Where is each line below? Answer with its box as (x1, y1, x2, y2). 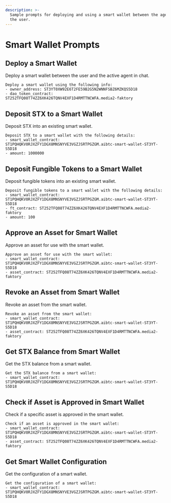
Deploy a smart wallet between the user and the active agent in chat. (5, 72, 150, 79)
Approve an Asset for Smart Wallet (5, 229, 118, 237)
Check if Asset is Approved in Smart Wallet (5, 398, 145, 406)
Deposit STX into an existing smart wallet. (5, 123, 93, 129)
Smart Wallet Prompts (5, 39, 100, 50)
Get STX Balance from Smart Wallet (5, 347, 121, 356)
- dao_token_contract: (5, 91, 53, 97)
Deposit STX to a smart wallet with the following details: (5, 133, 136, 138)
